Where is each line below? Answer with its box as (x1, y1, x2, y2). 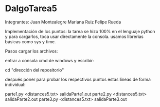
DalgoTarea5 (5, 3, 57, 14)
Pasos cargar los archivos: (5, 48, 58, 54)
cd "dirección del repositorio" (5, 67, 64, 73)
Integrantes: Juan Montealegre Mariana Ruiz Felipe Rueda (5, 19, 121, 25)
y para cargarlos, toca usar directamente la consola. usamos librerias (5, 34, 143, 39)
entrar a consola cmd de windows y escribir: (5, 57, 94, 63)
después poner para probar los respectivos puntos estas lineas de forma (5, 76, 151, 82)
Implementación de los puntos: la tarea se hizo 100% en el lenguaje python (5, 28, 156, 34)
